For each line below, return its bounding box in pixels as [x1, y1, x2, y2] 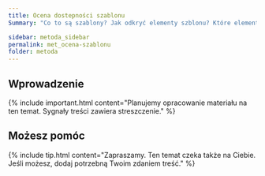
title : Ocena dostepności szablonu [8, 11, 125, 20]
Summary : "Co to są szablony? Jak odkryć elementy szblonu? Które [8, 19, 231, 27]
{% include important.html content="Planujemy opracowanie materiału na [8, 98, 248, 107]
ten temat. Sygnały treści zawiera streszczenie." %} [8, 106, 176, 115]
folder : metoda [8, 48, 58, 56]
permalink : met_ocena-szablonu [8, 40, 111, 48]
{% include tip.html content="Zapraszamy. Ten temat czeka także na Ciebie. [8, 150, 256, 159]
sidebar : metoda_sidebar [8, 33, 90, 41]
